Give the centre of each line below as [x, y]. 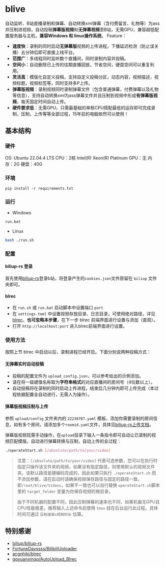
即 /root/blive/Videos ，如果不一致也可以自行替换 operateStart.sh [84, 485]
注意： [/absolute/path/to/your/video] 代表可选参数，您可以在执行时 [87, 460]
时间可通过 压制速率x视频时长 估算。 [51, 514]
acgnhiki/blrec [27, 554]
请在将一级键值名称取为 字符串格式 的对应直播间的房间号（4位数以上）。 [83, 382]
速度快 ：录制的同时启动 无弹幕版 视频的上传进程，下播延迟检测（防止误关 [85, 46]
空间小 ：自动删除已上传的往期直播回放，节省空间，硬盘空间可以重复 [81, 65]
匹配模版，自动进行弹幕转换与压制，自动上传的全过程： [65, 441]
